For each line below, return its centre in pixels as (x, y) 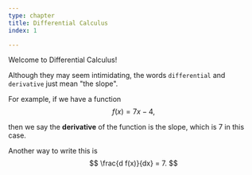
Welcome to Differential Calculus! (63, 60)
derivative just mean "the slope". (63, 84)
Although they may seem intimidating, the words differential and (117, 76)
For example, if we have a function (65, 99)
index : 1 (23, 30)
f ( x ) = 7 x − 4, (134, 111)
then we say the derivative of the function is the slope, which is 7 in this (126, 127)
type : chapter (32, 16)
